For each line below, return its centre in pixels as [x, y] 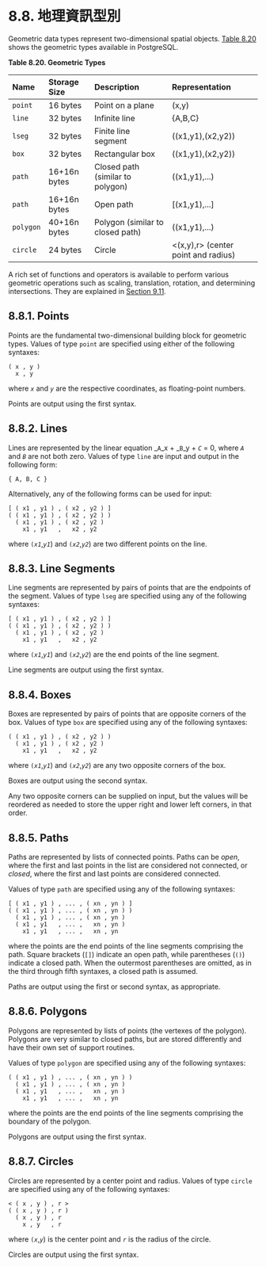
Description [117, 86]
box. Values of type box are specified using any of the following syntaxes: [128, 723]
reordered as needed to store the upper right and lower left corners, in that [130, 804]
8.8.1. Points [39, 317]
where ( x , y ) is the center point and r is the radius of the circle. [110, 1239]
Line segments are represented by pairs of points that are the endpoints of [129, 588]
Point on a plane [124, 105]
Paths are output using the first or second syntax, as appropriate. [114, 987]
